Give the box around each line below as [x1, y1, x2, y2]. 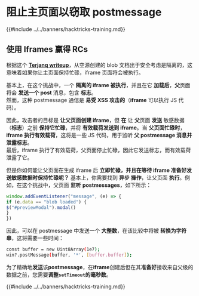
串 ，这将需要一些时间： [6, 235, 64, 242]
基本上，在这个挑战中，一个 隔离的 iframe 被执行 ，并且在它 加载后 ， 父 [6, 81, 180, 88]
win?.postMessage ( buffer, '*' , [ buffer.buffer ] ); [6, 252, 133, 258]
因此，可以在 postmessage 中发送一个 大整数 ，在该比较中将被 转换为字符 [6, 227, 187, 235]
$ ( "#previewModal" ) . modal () [6, 204, 76, 211]
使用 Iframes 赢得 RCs [6, 44, 88, 54]
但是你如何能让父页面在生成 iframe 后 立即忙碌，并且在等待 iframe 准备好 [6, 166, 187, 174]
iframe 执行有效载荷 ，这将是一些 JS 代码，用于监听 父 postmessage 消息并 [6, 131, 192, 138]
